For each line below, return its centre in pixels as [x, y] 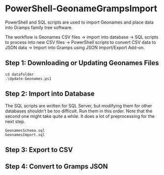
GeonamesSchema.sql [25, 130]
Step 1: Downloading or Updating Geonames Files [82, 63]
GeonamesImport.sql [25, 135]
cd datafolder [20, 74]
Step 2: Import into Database [50, 94]
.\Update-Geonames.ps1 [28, 79]
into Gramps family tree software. [39, 27]
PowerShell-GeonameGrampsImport [81, 9]
